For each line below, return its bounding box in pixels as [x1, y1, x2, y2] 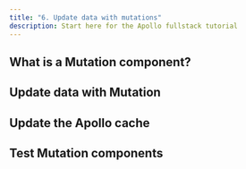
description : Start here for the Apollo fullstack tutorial [9, 21, 239, 30]
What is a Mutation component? [9, 55, 191, 70]
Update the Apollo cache [9, 115, 150, 131]
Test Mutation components [9, 146, 164, 161]
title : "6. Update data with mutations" [9, 13, 163, 22]
